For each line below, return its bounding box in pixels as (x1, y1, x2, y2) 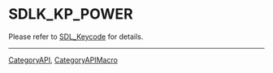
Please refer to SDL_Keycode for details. (8, 32, 144, 41)
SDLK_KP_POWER (8, 5, 133, 24)
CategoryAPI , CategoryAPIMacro (8, 54, 118, 65)
